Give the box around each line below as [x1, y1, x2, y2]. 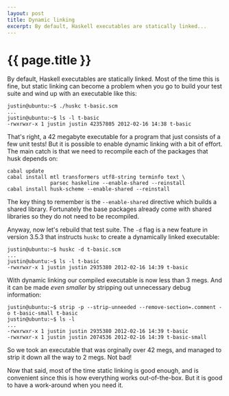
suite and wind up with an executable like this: [7, 90, 137, 98]
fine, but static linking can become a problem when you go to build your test [7, 82, 223, 90]
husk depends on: [7, 155, 58, 163]
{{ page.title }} [7, 52, 92, 68]
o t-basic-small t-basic [7, 310, 78, 317]
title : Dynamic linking [7, 16, 75, 23]
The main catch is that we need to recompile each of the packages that [7, 147, 208, 156]
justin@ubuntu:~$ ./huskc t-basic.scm [7, 103, 118, 110]
